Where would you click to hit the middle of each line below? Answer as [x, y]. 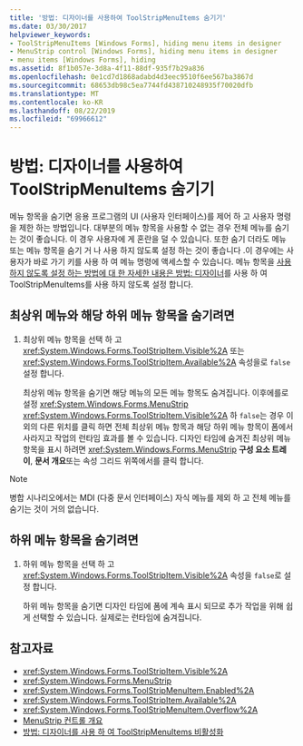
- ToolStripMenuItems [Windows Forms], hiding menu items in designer [146, 43]
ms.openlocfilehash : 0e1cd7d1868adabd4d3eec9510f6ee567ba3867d [132, 77]
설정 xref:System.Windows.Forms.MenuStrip [105, 404]
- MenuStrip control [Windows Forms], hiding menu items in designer [144, 52]
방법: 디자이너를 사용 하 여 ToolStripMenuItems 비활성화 [123, 731]
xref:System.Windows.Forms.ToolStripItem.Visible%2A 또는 [133, 350]
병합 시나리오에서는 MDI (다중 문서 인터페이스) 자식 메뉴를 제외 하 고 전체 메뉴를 [151, 497]
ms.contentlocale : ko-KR [56, 102]
